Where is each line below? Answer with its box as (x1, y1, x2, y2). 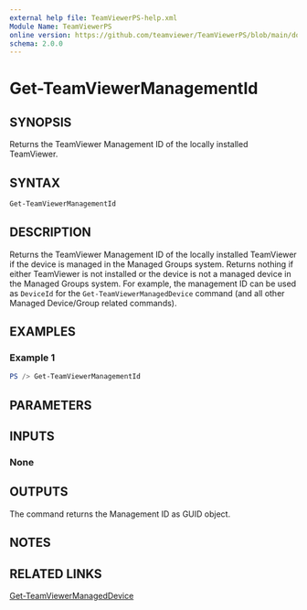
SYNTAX (9, 175, 61, 190)
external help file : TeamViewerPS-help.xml (9, 13, 178, 23)
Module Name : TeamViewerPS (9, 22, 112, 31)
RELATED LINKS (9, 566, 102, 582)
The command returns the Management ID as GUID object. (9, 508, 231, 519)
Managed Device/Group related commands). (9, 297, 177, 308)
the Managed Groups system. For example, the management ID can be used (9, 278, 297, 289)
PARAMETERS (9, 397, 92, 412)
